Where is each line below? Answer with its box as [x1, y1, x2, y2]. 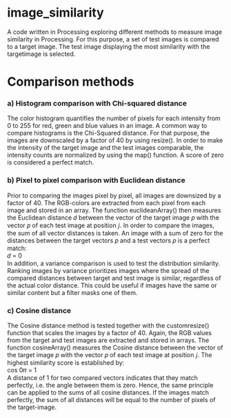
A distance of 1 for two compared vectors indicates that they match [7, 374, 198, 382]
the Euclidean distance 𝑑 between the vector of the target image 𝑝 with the [7, 213, 219, 222]
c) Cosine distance [7, 305, 72, 315]
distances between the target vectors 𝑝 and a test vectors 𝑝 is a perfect [7, 236, 210, 245]
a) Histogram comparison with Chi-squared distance [7, 99, 188, 108]
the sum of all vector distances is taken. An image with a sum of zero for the [7, 229, 223, 237]
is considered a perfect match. [7, 158, 94, 167]
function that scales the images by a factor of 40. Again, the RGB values [7, 329, 212, 337]
